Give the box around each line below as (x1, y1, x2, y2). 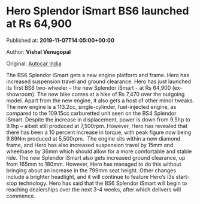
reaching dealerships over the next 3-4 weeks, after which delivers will (6, 185, 181, 193)
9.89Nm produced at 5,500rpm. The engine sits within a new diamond (6, 135, 181, 142)
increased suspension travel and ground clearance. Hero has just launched (6, 78, 192, 85)
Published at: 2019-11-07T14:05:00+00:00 (6, 36, 115, 44)
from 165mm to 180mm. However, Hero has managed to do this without (6, 160, 181, 168)
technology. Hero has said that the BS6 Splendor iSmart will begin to (18, 179, 187, 187)
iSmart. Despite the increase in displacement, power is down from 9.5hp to (6, 115, 190, 123)
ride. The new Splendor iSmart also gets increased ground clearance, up (6, 154, 186, 161)
